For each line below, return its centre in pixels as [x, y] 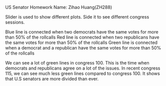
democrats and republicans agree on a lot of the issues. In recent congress [83, 68]
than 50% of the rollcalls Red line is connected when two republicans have [82, 37]
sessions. [15, 22]
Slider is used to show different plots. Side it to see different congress [77, 17]
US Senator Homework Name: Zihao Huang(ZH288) [59, 7]
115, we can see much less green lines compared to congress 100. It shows [83, 73]
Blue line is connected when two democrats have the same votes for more [82, 32]
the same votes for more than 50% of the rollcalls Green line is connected [81, 42]
